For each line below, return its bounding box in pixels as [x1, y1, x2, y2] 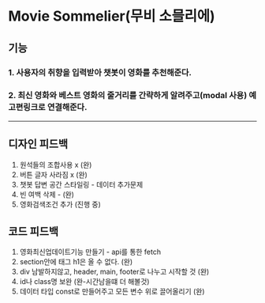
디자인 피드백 [8, 138, 69, 151]
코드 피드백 [8, 225, 59, 238]
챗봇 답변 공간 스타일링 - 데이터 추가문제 [19, 180, 144, 189]
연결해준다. [47, 102, 88, 113]
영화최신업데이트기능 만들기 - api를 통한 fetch [19, 247, 162, 257]
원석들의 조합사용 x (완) [19, 160, 92, 169]
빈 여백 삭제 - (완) [19, 189, 75, 199]
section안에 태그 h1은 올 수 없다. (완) [19, 257, 133, 267]
